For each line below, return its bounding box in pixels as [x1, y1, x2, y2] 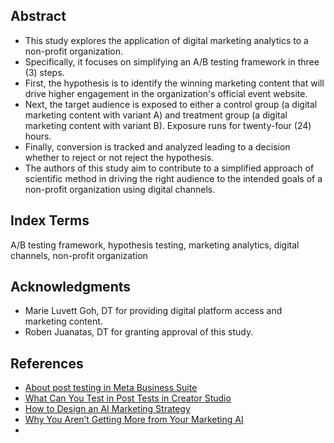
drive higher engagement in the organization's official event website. [24, 87, 308, 99]
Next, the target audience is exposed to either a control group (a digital [24, 98, 318, 110]
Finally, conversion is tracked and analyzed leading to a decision [24, 140, 291, 153]
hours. [24, 130, 52, 142]
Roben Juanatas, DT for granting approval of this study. [24, 326, 254, 338]
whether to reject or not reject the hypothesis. [24, 151, 215, 163]
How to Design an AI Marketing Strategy [24, 403, 191, 415]
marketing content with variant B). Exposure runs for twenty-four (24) [24, 119, 312, 131]
